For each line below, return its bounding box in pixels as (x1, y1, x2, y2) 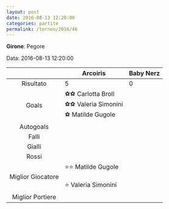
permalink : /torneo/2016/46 (6, 26, 78, 32)
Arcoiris (82, 69, 106, 78)
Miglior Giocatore (9, 172, 59, 181)
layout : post (6, 9, 40, 15)
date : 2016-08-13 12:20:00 (6, 15, 75, 21)
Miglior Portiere (12, 193, 57, 202)
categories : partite (6, 20, 59, 26)
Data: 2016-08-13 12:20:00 (6, 54, 74, 62)
